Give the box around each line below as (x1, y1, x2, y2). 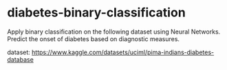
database (7, 55, 34, 63)
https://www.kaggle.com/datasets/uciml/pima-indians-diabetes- (32, 48, 215, 56)
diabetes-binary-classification (7, 5, 186, 21)
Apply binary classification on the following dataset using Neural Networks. (7, 27, 221, 36)
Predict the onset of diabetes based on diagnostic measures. (7, 34, 180, 43)
